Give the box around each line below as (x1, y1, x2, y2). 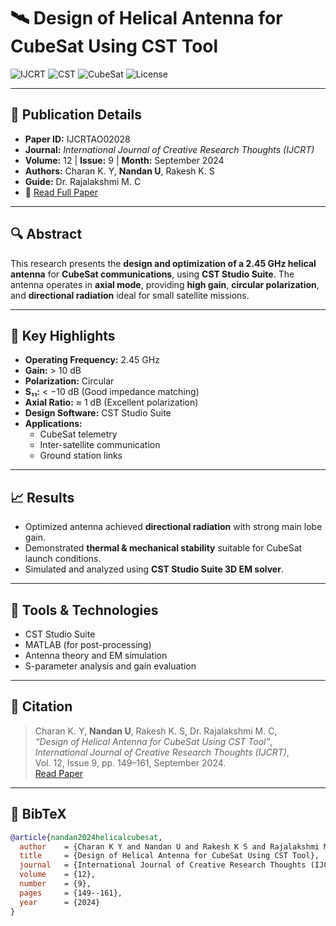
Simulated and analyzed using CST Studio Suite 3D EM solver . (24, 563, 284, 575)
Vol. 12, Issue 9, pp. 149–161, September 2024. (34, 756, 227, 769)
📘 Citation (10, 698, 73, 715)
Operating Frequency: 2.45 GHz (24, 354, 160, 366)
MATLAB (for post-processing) (24, 639, 152, 650)
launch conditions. (24, 553, 102, 565)
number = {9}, (19, 879, 92, 889)
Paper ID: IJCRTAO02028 (24, 133, 131, 145)
